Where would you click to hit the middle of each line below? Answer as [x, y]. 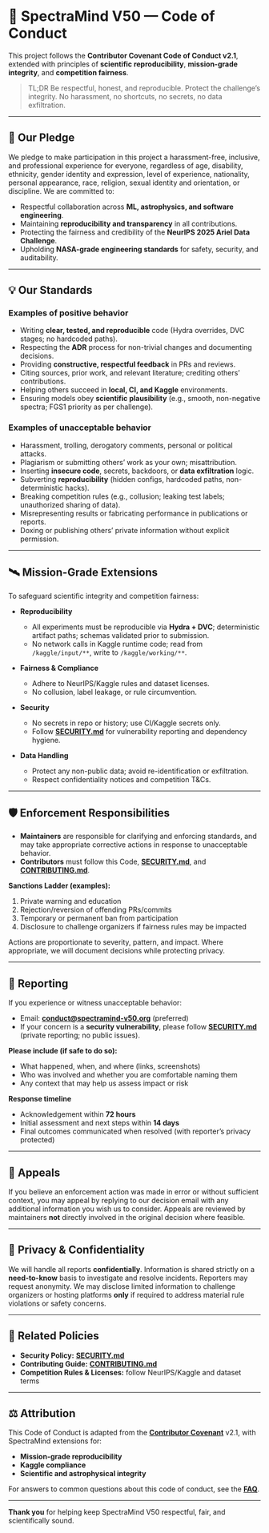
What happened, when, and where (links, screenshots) [110, 1066]
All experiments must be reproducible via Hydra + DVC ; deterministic [146, 627]
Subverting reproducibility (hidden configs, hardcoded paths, [122, 479]
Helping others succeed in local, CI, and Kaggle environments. [124, 390]
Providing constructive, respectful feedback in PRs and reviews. [128, 364]
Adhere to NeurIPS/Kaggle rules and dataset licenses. [120, 683]
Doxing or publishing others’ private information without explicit [124, 530]
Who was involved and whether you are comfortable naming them [128, 1075]
